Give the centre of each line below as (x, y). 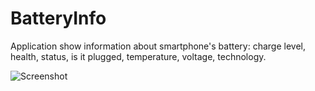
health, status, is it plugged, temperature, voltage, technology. (138, 56)
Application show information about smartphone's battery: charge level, (158, 46)
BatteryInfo (58, 18)
